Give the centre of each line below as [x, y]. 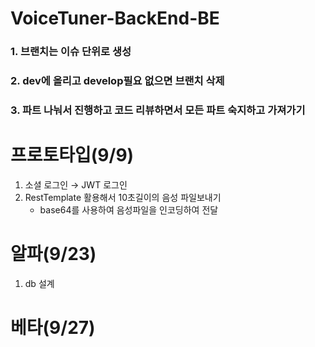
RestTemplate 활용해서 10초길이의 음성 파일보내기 [123, 197]
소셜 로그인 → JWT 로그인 [76, 184]
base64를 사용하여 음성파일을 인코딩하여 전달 [129, 209]
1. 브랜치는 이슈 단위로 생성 [71, 52]
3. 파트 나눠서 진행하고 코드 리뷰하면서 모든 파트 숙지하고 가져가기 [158, 110]
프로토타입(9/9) [72, 155]
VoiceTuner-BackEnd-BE [115, 18]
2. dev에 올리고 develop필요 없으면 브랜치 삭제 [117, 81]
